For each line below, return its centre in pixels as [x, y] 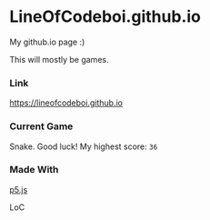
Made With [34, 170]
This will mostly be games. [59, 59]
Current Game [41, 126]
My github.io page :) [47, 42]
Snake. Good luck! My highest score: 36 [84, 146]
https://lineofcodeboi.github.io [66, 103]
